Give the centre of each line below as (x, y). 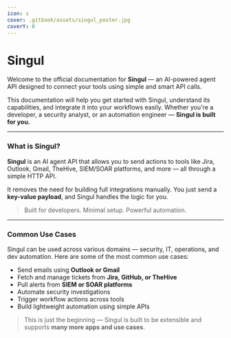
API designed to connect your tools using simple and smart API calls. (104, 87)
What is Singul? (34, 147)
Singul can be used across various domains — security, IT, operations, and (113, 249)
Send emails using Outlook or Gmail (68, 270)
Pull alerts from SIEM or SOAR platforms (75, 284)
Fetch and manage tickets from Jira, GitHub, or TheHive (97, 277)
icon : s (18, 13)
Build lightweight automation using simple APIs (83, 306)
